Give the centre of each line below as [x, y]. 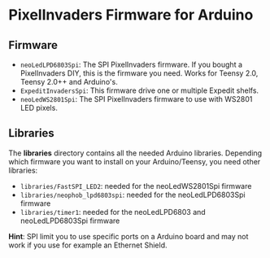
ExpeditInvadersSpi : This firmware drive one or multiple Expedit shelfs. [139, 90]
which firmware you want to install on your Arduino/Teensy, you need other [135, 161]
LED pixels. [39, 108]
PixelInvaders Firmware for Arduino [131, 15]
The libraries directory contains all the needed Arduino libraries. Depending [135, 153]
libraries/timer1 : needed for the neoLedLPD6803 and [113, 212]
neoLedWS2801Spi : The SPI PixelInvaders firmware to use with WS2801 [136, 99]
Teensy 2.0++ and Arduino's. [69, 82]
